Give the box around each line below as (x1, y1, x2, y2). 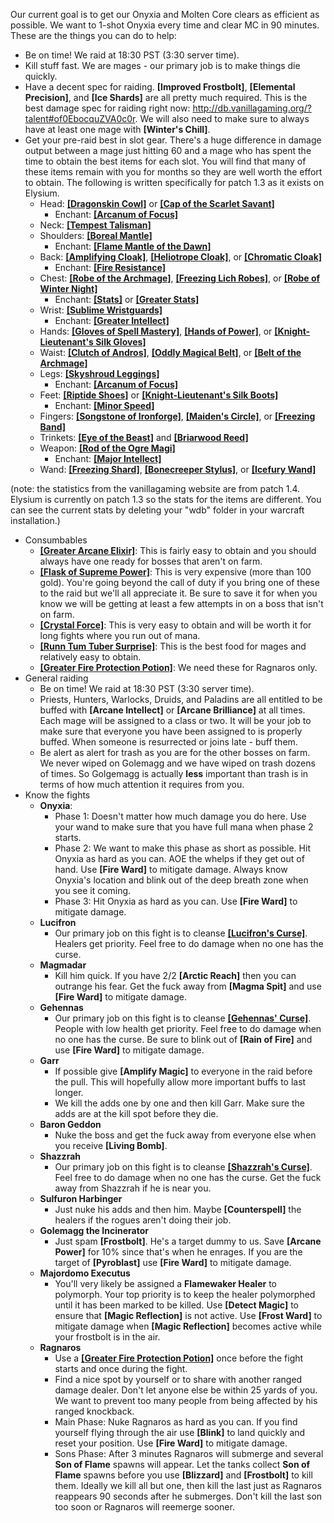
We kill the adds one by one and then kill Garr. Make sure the (54, 1097, 305, 1109)
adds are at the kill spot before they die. (54, 1108, 219, 1119)
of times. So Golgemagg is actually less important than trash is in (39, 768, 309, 779)
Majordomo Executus (39, 1267, 131, 1279)
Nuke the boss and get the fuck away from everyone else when (54, 1129, 317, 1141)
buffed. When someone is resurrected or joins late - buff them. (39, 736, 298, 748)
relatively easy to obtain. (39, 651, 142, 663)
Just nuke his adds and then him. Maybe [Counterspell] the (54, 1204, 302, 1215)
